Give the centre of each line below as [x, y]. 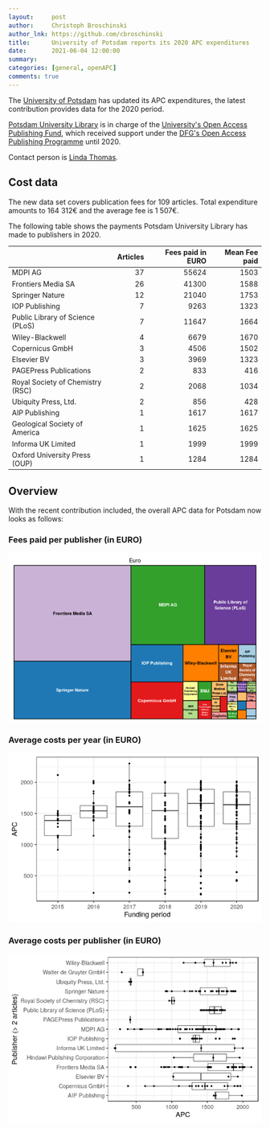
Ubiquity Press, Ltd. [44, 402]
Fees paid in [186, 253]
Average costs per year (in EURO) [75, 740]
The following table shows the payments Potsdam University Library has [128, 226]
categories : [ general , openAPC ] [62, 68]
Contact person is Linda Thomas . [63, 157]
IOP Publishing [36, 307]
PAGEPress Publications [51, 371]
